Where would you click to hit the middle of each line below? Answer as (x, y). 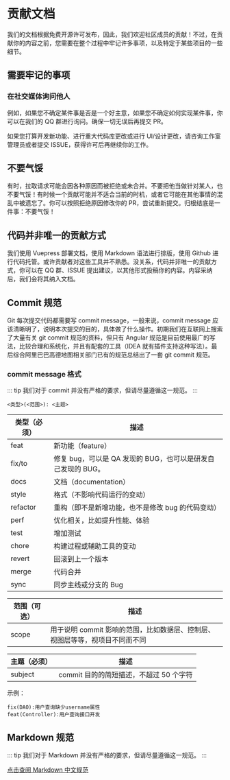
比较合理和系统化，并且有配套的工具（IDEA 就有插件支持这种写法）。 (115, 346)
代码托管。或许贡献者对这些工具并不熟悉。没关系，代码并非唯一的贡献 (112, 262)
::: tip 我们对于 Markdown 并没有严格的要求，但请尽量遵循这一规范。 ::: (107, 755)
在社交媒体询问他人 (39, 97)
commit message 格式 (44, 374)
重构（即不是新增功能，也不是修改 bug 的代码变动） (137, 508)
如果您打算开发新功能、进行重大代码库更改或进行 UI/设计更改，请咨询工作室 (114, 136)
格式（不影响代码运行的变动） (102, 495)
